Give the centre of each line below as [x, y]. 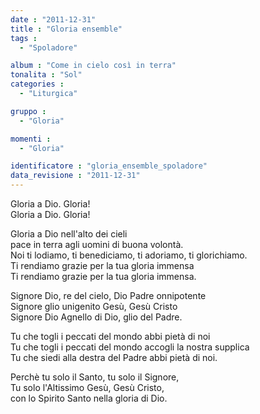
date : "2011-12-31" [53, 19]
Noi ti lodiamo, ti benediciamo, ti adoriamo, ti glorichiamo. [129, 255]
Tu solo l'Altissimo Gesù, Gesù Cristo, [87, 387]
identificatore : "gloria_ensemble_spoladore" [109, 166]
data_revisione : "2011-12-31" [75, 176]
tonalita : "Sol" [46, 75]
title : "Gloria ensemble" [66, 29]
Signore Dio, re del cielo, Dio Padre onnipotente [108, 295]
